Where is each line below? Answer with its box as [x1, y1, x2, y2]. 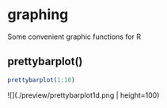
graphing [7, 6, 69, 24]
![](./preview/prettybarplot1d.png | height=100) [7, 90, 160, 100]
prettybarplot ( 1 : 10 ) [7, 75, 76, 84]
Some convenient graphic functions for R [7, 32, 142, 41]
